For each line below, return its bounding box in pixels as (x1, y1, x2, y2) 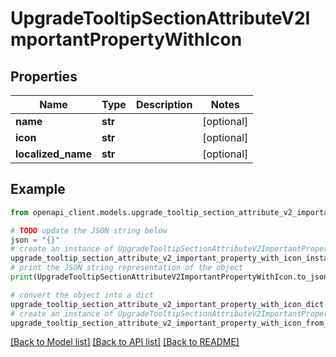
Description (135, 98, 193, 111)
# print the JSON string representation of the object (10, 263, 244, 273)
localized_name (15, 147, 92, 161)
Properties (10, 68, 78, 85)
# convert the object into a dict (10, 290, 155, 300)
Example (10, 181, 66, 198)
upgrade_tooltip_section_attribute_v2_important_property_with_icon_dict (10, 299, 325, 309)
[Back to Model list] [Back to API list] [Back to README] (10, 336, 240, 348)
